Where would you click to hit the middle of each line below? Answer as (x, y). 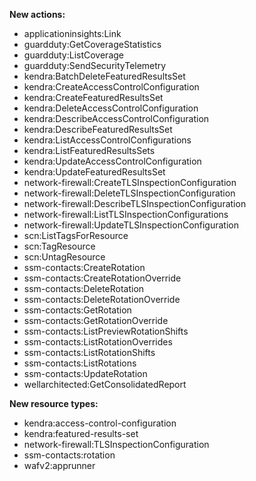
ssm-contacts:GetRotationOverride (96, 320)
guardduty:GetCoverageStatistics (92, 44)
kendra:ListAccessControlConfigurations (107, 140)
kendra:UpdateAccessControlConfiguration (112, 161)
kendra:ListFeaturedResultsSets (89, 150)
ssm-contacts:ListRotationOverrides (98, 342)
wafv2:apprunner (59, 465)
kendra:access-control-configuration (100, 423)
